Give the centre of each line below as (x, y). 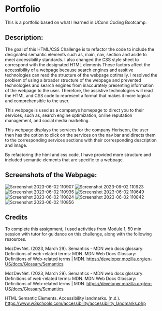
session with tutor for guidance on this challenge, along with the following (79, 234)
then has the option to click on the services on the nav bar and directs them (80, 135)
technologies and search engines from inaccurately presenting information (79, 85)
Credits (16, 217)
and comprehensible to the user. (37, 101)
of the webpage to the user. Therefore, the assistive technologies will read (79, 90)
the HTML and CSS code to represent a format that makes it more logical (77, 95)
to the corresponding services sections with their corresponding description (81, 140)
